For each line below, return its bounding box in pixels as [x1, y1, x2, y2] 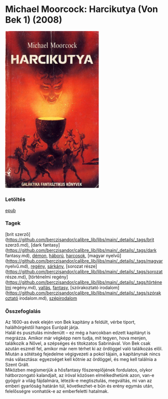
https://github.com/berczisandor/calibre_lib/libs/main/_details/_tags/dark [6, 247, 156, 253]
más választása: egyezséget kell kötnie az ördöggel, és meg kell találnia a [5, 356, 157, 362]
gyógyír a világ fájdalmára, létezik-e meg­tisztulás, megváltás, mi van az [5, 377, 152, 384]
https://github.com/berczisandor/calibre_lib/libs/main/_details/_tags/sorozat [6, 268, 163, 274]
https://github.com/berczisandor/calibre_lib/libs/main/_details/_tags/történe [6, 279, 162, 285]
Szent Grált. [5, 362, 30, 368]
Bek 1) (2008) [5, 14, 62, 26]
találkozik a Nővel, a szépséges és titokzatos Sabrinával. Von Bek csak [5, 340, 151, 346]
